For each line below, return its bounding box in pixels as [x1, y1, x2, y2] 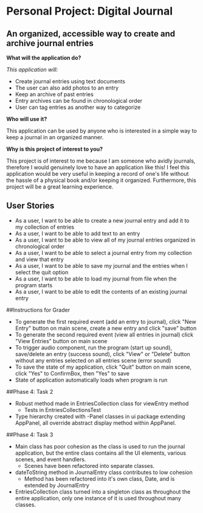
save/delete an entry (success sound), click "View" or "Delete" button [15, 350, 190, 357]
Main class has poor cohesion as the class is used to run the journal [15, 442, 185, 450]
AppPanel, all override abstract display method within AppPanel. [15, 419, 176, 427]
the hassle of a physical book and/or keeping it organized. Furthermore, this [6, 176, 196, 184]
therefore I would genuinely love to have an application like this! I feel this [6, 164, 190, 171]
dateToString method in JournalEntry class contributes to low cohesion [15, 469, 193, 476]
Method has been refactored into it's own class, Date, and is [24, 475, 175, 482]
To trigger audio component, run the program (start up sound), [15, 344, 172, 351]
